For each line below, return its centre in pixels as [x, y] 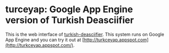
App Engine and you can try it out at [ [45, 40]
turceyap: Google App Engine [69, 9]
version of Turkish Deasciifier [70, 20]
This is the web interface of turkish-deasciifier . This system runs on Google [85, 34]
